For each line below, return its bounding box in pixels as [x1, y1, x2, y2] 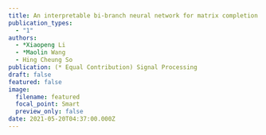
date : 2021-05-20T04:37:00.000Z [8, 115, 115, 123]
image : [8, 85, 30, 94]
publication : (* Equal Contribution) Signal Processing [8, 64, 198, 71]
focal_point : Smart [15, 100, 80, 108]
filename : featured [15, 93, 80, 101]
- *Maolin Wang [15, 48, 66, 56]
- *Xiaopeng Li [15, 41, 66, 49]
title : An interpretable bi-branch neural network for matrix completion [8, 11, 259, 20]
